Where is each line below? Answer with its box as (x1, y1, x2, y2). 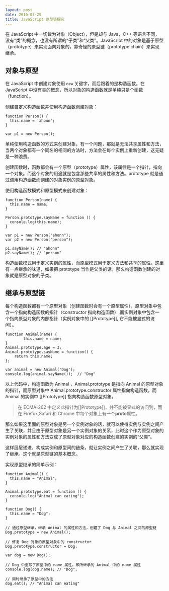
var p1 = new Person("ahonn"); (5, 233, 71, 238)
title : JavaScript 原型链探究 (5, 17, 65, 22)
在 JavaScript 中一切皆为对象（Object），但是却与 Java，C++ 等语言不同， (5, 31, 160, 37)
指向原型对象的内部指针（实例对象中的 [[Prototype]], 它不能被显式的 (9, 316, 151, 321)
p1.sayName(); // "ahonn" (5, 246, 59, 251)
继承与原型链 (5, 288, 45, 297)
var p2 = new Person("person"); (5, 237, 73, 242)
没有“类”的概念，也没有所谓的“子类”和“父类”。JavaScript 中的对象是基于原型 (5, 37, 164, 43)
